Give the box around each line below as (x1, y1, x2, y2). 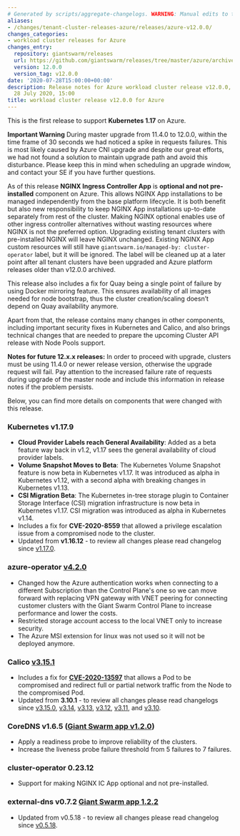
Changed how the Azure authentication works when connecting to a (17, 578, 219, 587)
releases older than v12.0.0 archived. (7, 266, 116, 273)
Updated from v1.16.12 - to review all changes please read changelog (17, 537, 221, 545)
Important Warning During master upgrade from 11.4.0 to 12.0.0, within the (7, 130, 227, 139)
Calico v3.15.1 (7, 657, 55, 667)
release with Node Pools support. (7, 338, 106, 347)
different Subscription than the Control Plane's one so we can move (17, 586, 217, 595)
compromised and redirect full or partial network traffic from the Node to (17, 680, 232, 689)
